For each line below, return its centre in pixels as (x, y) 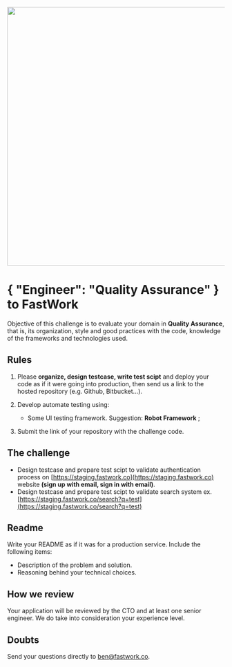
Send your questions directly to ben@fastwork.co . (79, 656)
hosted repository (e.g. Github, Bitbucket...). (80, 391)
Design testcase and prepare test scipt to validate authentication (109, 470)
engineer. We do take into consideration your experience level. (96, 618)
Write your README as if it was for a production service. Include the (104, 544)
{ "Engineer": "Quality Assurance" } (113, 290)
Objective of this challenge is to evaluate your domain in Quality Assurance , (116, 323)
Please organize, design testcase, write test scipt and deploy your (113, 377)
